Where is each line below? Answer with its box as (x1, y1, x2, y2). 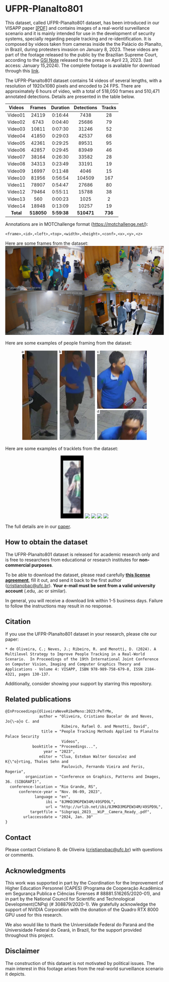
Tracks (101, 105, 117, 111)
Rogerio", (5, 769, 26, 774)
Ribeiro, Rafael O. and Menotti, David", (61, 724, 150, 729)
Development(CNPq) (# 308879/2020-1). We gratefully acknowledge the (5, 901, 156, 908)
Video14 (7, 203, 26, 209)
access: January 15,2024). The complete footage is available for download (5, 62, 160, 68)
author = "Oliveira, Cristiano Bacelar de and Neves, (39, 714, 154, 719)
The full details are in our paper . (5, 523, 71, 529)
